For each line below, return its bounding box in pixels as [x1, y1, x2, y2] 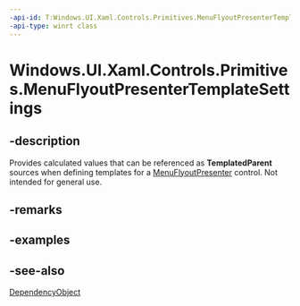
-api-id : [9, 13, 42, 22]
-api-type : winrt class [9, 21, 98, 30]
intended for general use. [9, 176, 103, 187]
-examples [9, 233, 71, 248]
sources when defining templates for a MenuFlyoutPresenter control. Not [9, 166, 279, 177]
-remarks [9, 202, 62, 217]
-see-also [9, 263, 65, 278]
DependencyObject [9, 287, 81, 298]
